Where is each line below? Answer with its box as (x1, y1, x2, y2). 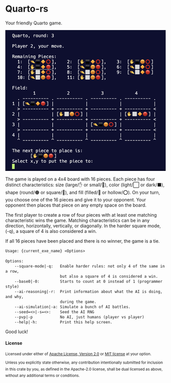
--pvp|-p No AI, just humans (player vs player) (14, 314, 145, 319)
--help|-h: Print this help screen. (14, 319, 113, 325)
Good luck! (5, 329, 28, 335)
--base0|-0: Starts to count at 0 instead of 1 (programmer (14, 279, 163, 284)
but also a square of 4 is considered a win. (60, 274, 158, 279)
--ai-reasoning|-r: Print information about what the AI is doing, (14, 289, 163, 294)
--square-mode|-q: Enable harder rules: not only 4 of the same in (14, 263, 165, 269)
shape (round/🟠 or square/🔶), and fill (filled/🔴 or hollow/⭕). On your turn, (5, 189, 160, 195)
